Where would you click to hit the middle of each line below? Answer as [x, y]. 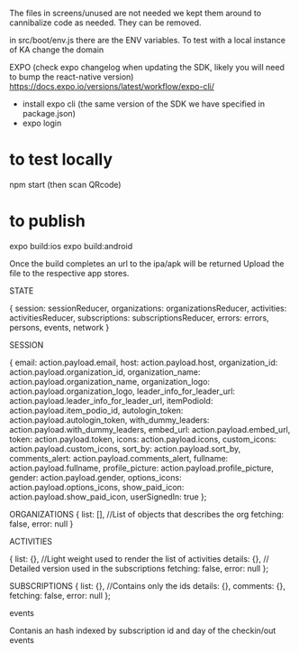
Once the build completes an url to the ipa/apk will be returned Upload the [147, 263]
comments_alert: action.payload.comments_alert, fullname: [119, 458]
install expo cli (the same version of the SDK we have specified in [144, 104]
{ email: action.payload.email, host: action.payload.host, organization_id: [144, 362]
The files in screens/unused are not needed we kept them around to [136, 13]
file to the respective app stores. [69, 273]
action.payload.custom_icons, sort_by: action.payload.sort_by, [125, 448]
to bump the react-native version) [72, 77]
